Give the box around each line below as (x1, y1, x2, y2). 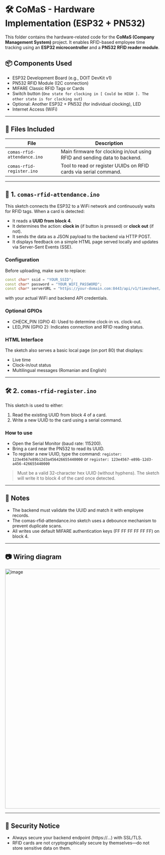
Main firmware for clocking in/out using (60, 148, 152, 155)
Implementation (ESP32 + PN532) (5, 18, 145, 29)
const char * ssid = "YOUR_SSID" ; (5, 277, 74, 282)
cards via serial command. (60, 168, 122, 175)
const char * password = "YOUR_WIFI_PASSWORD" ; (5, 281, 102, 287)
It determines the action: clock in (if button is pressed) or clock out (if (12, 223, 154, 229)
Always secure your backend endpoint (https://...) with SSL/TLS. (12, 835, 142, 841)
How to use (5, 429, 33, 436)
